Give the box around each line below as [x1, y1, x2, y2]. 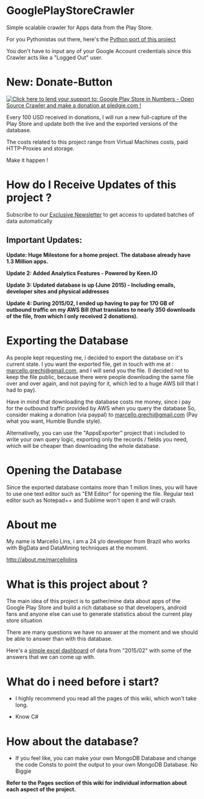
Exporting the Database [6, 333, 129, 347]
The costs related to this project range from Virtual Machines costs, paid [6, 138, 188, 145]
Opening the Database [6, 463, 122, 477]
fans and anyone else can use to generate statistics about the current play [6, 610, 193, 618]
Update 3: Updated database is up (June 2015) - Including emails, [6, 281, 175, 288]
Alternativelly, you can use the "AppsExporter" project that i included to [6, 429, 185, 436]
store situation [6, 617, 43, 624]
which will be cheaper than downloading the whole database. [6, 442, 160, 449]
